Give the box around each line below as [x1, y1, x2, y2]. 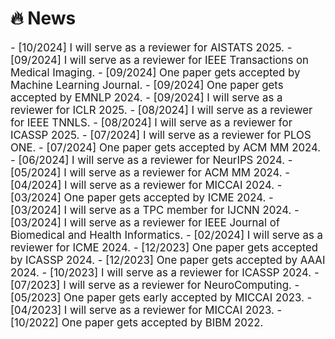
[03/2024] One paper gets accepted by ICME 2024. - [10, 190, 274, 204]
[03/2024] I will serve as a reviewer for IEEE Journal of [10, 215, 281, 229]
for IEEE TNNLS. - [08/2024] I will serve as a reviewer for [10, 115, 293, 129]
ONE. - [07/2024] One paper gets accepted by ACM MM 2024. [10, 140, 322, 154]
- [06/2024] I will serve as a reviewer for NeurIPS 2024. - [10, 153, 293, 167]
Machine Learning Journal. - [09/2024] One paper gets [10, 78, 284, 92]
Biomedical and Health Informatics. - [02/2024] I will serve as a [10, 228, 323, 242]
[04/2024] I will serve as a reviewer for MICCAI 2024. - [10, 178, 283, 192]
